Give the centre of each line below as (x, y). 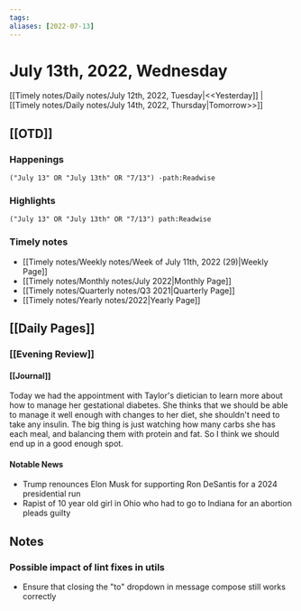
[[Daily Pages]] (52, 329)
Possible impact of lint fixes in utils (87, 567)
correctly (39, 597)
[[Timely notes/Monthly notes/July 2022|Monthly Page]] (127, 281)
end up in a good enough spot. (66, 444)
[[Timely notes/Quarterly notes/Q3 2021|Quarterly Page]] (129, 291)
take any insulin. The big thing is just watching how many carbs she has (143, 424)
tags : (19, 18)
